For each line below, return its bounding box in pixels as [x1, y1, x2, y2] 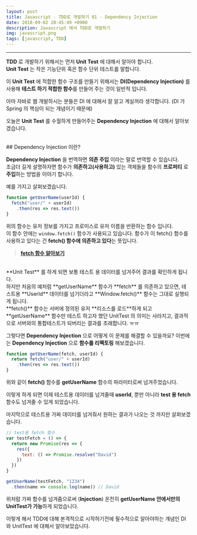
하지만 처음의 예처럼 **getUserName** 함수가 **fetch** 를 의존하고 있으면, [6, 282, 181, 290]
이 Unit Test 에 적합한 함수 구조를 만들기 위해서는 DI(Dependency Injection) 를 [6, 78, 191, 85]
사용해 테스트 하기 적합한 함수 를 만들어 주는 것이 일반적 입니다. [6, 86, 148, 92]
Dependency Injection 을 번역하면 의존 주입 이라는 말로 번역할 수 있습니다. [6, 156, 179, 163]
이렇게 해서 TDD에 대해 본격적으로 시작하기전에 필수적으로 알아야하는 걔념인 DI [6, 515, 186, 522]
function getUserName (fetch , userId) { [6, 351, 104, 357]
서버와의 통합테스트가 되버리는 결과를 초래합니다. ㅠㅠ [16, 319, 140, 326]
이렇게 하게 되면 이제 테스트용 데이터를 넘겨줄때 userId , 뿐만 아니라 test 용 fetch [6, 391, 191, 398]
